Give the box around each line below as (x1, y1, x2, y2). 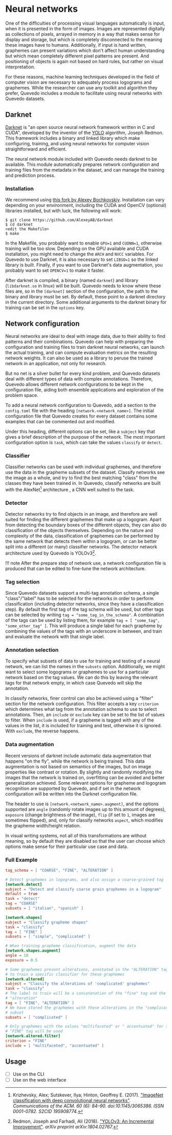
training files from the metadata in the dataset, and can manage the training (5, 166, 165, 173)
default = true (5, 892, 38, 897)
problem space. (5, 392, 38, 398)
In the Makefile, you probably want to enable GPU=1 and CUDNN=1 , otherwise (5, 240, 162, 247)
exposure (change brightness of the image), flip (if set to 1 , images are (5, 811, 155, 818)
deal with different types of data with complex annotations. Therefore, (5, 375, 153, 382)
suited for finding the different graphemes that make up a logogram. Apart (5, 517, 162, 523)
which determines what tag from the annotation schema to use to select (5, 706, 157, 712)
